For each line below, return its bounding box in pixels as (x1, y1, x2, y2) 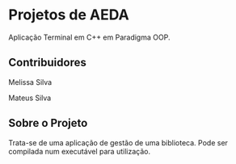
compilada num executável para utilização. (8, 146, 151, 156)
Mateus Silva (8, 93, 52, 103)
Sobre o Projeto (8, 116, 88, 130)
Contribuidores (8, 56, 86, 69)
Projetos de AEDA (8, 6, 129, 24)
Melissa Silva (8, 77, 53, 86)
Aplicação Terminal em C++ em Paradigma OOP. (8, 32, 171, 42)
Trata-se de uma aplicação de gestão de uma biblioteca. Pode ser (8, 137, 229, 147)
